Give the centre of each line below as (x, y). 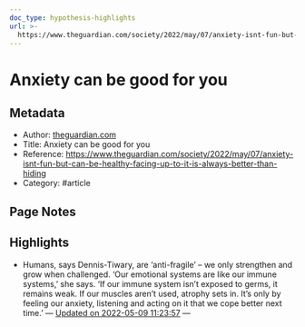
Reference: (43, 154)
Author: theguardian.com (69, 135)
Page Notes (43, 211)
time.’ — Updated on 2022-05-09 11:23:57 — (106, 312)
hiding (34, 173)
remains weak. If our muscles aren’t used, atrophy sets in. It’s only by (152, 293)
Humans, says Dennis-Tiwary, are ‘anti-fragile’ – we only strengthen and (157, 264)
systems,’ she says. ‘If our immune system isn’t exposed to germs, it (150, 283)
